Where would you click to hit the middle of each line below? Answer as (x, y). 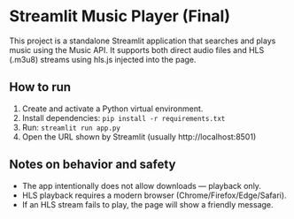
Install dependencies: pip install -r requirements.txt (124, 117)
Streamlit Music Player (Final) (120, 16)
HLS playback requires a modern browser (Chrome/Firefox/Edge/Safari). (154, 195)
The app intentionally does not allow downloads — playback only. (141, 185)
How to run (40, 87)
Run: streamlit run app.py (71, 127)
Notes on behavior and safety (93, 165)
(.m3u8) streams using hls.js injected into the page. (103, 59)
